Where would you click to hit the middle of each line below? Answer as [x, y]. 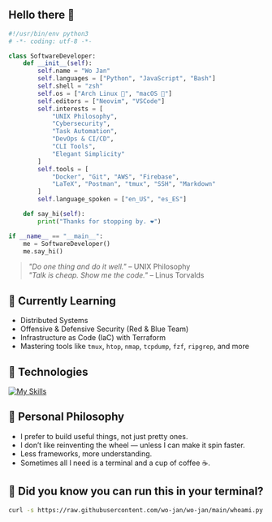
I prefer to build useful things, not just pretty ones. [104, 436]
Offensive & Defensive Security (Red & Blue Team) [104, 329]
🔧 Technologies [48, 371]
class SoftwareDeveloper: [52, 56]
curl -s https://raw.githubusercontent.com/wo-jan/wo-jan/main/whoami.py [136, 510]
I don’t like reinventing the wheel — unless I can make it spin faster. [132, 445]
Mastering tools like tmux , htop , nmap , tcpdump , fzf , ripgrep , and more [135, 347]
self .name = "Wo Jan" [74, 71]
